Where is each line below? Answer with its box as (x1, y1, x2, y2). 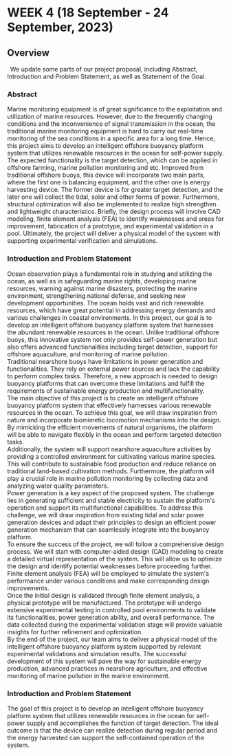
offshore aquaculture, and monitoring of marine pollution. (7, 349, 170, 358)
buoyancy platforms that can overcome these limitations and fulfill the (7, 379, 205, 387)
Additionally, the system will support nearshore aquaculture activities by (7, 445, 212, 453)
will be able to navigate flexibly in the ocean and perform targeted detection (7, 430, 222, 438)
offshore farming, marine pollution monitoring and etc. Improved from (7, 164, 204, 172)
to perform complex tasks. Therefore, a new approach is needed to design (7, 371, 218, 380)
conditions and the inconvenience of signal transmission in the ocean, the (7, 120, 216, 128)
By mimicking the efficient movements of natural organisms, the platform (7, 423, 213, 431)
